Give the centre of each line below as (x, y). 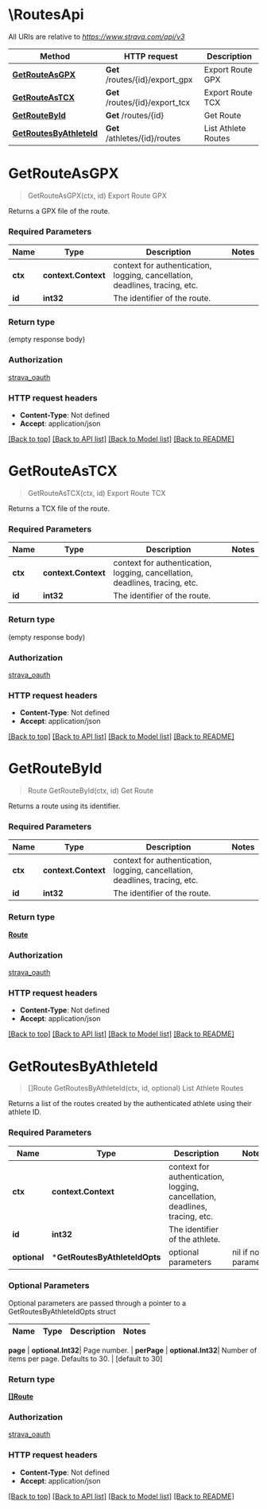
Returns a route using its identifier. (64, 806)
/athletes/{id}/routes (143, 138)
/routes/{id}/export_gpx (149, 79)
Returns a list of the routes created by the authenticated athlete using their (130, 1104)
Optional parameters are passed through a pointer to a (97, 1303)
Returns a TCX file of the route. (59, 509)
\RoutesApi (46, 15)
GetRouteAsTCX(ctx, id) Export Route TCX (97, 493)
